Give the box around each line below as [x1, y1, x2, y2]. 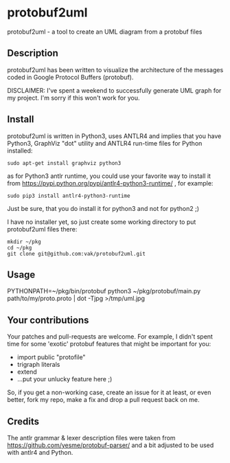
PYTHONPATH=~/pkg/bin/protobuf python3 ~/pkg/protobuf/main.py [7, 287, 201, 295]
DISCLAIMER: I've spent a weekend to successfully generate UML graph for [7, 86, 222, 94]
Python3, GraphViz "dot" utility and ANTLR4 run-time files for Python [7, 139, 203, 147]
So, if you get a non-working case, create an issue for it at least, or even [7, 388, 211, 396]
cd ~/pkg [7, 244, 32, 251]
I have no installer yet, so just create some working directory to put [7, 218, 196, 226]
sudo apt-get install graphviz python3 [7, 159, 122, 166]
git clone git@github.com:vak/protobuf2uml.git [7, 250, 146, 257]
